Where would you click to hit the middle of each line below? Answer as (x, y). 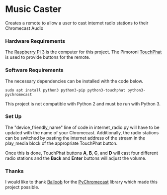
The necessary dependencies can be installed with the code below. (74, 81)
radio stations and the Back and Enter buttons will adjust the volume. (76, 158)
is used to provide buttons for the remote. (48, 57)
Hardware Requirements (35, 41)
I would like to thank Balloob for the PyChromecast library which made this (82, 182)
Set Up (13, 116)
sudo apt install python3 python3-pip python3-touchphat (65, 90)
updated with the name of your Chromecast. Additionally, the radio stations (82, 132)
